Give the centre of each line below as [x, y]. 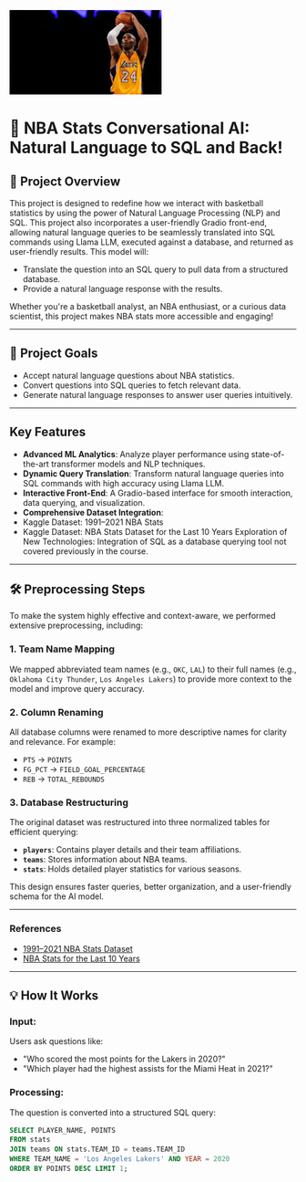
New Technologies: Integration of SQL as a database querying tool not [154, 541]
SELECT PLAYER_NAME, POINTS [63, 1130]
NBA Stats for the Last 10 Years [82, 958]
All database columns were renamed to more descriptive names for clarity [148, 732]
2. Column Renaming [56, 712]
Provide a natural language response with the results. [122, 289]
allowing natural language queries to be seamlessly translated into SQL [143, 232]
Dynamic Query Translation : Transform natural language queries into [153, 473]
